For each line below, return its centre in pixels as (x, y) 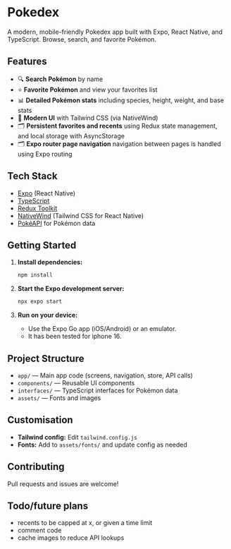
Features (27, 62)
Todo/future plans (48, 506)
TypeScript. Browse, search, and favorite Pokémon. (82, 39)
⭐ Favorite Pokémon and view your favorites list (87, 90)
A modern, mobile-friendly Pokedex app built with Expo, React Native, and (115, 32)
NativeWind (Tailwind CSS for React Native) (81, 215)
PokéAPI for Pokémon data (56, 223)
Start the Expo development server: (71, 289)
